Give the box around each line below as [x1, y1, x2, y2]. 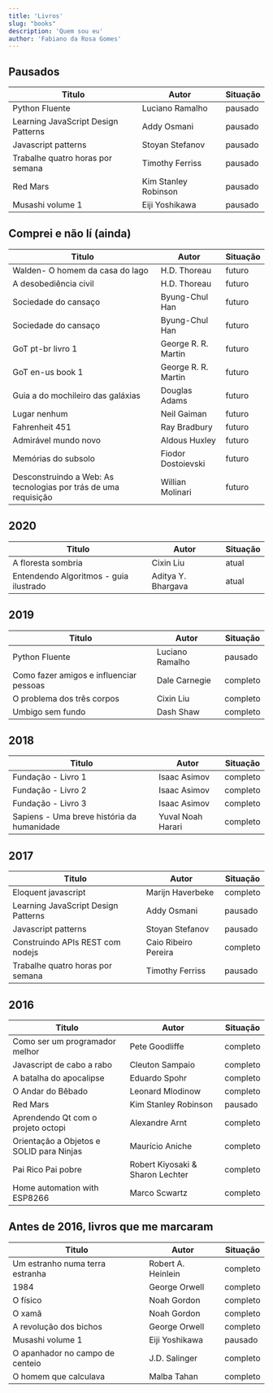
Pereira [145, 947, 174, 959]
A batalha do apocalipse [12, 1072, 105, 1083]
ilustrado [12, 580, 46, 592]
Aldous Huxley [160, 434, 217, 446]
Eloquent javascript [12, 887, 86, 898]
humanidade [12, 821, 61, 832]
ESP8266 [12, 1192, 50, 1203]
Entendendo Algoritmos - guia [12, 570, 128, 582]
